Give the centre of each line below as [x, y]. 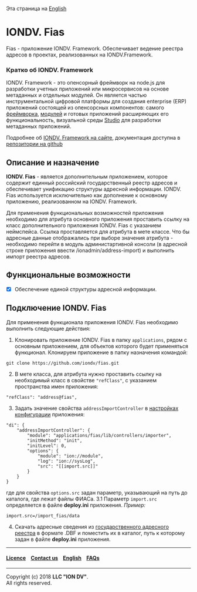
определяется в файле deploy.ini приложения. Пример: [76, 505]
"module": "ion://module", [70, 456]
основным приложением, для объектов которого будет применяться [101, 346]
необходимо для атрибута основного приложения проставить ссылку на [98, 219]
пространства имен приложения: [56, 386]
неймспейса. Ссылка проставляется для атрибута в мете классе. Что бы [98, 232]
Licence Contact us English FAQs [53, 558]
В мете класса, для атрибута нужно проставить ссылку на [88, 374]
